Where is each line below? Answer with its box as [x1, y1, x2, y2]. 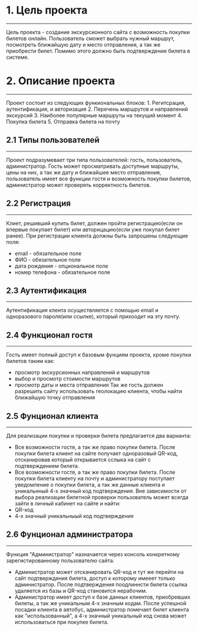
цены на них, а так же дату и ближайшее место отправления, [6, 169, 161, 176]
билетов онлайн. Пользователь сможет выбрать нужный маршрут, [6, 35, 175, 42]
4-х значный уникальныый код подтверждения [14, 512, 134, 519]
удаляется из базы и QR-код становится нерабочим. [14, 587, 147, 594]
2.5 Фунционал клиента [6, 411, 99, 421]
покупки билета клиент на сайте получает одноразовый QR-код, [14, 450, 178, 457]
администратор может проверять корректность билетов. [6, 181, 151, 189]
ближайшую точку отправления [14, 394, 95, 401]
